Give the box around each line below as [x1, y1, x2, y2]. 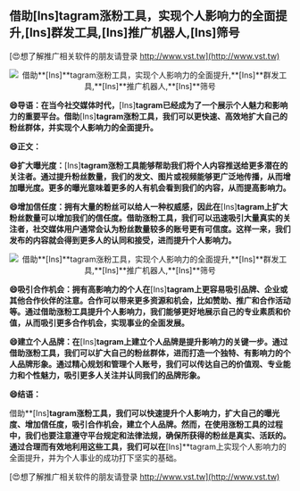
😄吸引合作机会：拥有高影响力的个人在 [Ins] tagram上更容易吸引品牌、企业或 [9, 284, 288, 295]
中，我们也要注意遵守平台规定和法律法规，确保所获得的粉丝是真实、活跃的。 [9, 429, 291, 440]
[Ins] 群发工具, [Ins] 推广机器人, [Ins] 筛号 [25, 25, 240, 40]
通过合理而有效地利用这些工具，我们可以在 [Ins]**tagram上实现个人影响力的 [9, 441, 287, 452]
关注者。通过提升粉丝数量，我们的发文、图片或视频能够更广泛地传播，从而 [9, 171, 283, 181]
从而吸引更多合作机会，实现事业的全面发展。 [24, 317, 189, 328]
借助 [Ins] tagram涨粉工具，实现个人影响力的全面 [9, 8, 276, 24]
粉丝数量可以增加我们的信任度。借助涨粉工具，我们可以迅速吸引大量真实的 [9, 212, 283, 223]
